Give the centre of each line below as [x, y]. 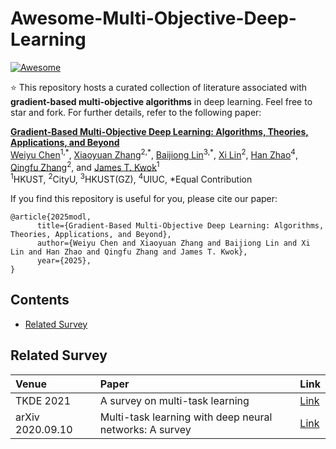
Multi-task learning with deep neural [186, 417]
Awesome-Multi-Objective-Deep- [153, 18]
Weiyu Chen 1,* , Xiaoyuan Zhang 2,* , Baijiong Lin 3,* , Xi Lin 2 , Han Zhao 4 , [154, 154]
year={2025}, [64, 260]
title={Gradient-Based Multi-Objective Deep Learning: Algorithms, [180, 225]
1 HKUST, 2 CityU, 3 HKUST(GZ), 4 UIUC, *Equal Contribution [131, 178]
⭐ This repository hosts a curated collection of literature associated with [159, 87]
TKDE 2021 [43, 400]
